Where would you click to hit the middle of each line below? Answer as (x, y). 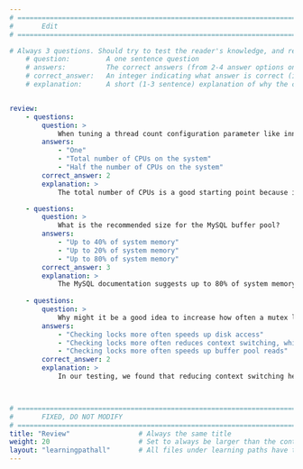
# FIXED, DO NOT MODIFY (66, 417)
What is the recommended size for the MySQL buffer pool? (169, 225)
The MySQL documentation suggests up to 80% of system (163, 284)
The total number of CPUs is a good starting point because (173, 192)
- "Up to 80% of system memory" (118, 259)
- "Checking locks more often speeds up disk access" (161, 335)
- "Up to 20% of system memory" (118, 250)
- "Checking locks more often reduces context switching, (169, 343)
